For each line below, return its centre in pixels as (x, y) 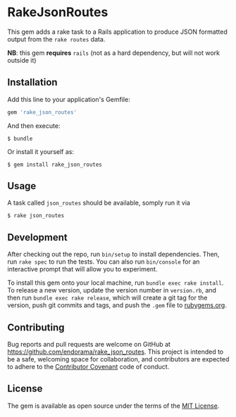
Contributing (36, 327)
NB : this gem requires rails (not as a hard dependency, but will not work (114, 53)
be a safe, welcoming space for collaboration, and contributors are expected (118, 359)
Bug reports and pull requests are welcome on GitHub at (89, 345)
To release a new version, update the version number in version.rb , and (112, 290)
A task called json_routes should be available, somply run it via (99, 203)
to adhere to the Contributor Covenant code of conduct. (88, 367)
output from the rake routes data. (56, 39)
